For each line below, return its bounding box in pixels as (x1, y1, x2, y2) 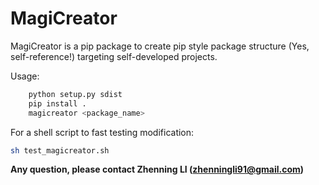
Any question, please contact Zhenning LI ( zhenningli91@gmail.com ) (10, 163, 305, 176)
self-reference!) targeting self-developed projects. (10, 50, 218, 62)
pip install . (28, 98, 87, 109)
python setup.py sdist (28, 89, 123, 99)
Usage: (10, 70, 40, 82)
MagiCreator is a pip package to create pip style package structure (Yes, (10, 40, 310, 52)
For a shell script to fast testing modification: (10, 126, 195, 138)
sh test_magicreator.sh (10, 145, 110, 156)
